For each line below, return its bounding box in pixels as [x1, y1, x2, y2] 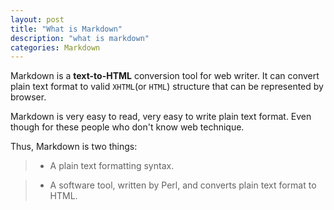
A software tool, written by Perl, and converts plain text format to [49, 179, 317, 191]
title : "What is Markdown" [10, 24, 123, 34]
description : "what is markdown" [10, 33, 150, 43]
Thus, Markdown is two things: [10, 141, 138, 153]
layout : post [10, 14, 65, 25]
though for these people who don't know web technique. [10, 121, 245, 133]
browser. [10, 91, 47, 103]
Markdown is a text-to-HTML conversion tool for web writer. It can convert [10, 70, 320, 82]
